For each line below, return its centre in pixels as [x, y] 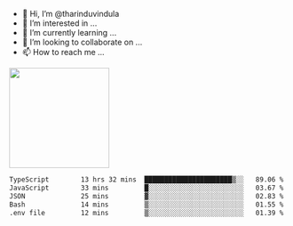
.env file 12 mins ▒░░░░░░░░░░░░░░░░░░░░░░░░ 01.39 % [146, 213]
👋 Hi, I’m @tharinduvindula [71, 14]
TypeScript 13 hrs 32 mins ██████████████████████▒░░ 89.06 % [146, 180]
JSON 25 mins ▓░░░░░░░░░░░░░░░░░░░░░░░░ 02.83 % [146, 196]
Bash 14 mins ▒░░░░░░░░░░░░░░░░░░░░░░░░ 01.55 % [146, 205]
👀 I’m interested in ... [59, 23]
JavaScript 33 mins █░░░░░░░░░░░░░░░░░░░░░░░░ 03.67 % [146, 188]
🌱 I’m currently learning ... [69, 32]
